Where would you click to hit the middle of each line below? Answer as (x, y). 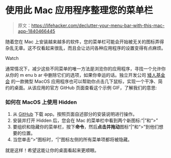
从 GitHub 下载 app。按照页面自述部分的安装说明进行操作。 (75, 114)
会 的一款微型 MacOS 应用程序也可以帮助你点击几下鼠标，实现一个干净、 (82, 81)
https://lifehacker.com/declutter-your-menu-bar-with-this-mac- (98, 25)
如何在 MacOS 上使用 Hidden (41, 102)
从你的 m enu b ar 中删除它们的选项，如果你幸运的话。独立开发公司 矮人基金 (85, 75)
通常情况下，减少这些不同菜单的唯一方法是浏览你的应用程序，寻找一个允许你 (85, 69)
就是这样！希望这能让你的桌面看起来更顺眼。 (52, 150)
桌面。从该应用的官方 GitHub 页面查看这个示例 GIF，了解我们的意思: (85, 87)
